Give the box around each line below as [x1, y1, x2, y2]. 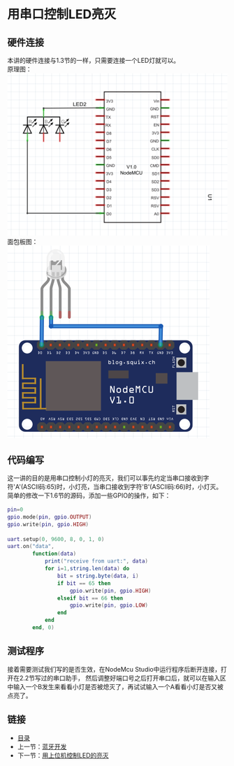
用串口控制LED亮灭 [7, 6, 117, 22]
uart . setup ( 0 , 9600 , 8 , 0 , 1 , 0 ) [7, 535, 105, 542]
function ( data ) [32, 550, 77, 558]
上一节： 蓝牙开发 [17, 742, 67, 751]
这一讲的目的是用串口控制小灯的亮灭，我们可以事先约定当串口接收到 [7, 474, 203, 482]
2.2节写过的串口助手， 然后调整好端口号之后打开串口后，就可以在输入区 [19, 674, 227, 682]
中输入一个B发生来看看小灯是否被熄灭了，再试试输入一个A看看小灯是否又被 [7, 682, 224, 691]
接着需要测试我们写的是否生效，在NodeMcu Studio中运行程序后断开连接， [7, 665, 221, 673]
